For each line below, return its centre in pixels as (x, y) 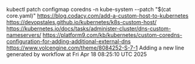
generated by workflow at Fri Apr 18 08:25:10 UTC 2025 (77, 54)
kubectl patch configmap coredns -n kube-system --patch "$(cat (89, 9)
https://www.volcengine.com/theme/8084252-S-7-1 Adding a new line (95, 48)
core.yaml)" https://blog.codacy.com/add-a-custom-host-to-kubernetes (97, 16)
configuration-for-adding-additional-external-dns (69, 41)
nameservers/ (24, 35)
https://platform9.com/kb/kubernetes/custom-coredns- (112, 35)
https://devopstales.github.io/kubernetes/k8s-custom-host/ (82, 22)
